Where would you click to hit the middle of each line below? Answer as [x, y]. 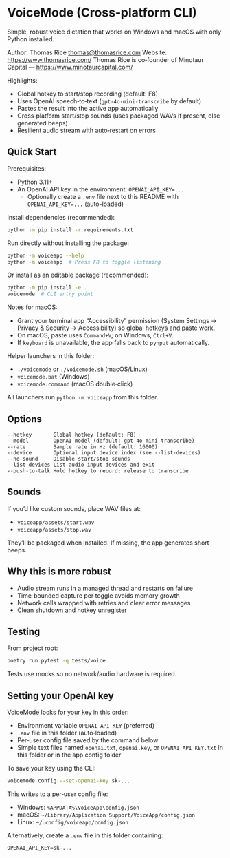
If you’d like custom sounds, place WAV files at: [74, 508]
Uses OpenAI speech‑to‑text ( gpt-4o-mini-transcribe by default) [109, 101]
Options [25, 419]
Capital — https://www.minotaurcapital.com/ [70, 67]
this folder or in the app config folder [69, 755]
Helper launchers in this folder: [51, 356]
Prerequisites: [27, 168]
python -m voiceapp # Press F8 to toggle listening [84, 262]
